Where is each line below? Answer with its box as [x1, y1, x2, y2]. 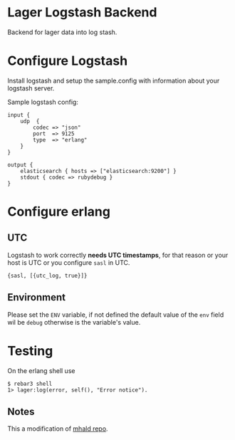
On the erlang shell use [7, 366, 75, 374]
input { [7, 111, 31, 118]
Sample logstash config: [7, 98, 78, 106]
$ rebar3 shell [7, 380, 53, 387]
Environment [7, 291, 66, 303]
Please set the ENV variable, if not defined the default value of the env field [7, 310, 224, 319]
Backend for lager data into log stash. [7, 28, 117, 36]
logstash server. [7, 83, 55, 93]
